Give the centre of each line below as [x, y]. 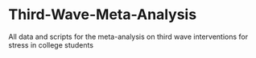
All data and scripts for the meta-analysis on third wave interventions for [128, 37]
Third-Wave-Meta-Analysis [103, 15]
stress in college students [51, 44]
